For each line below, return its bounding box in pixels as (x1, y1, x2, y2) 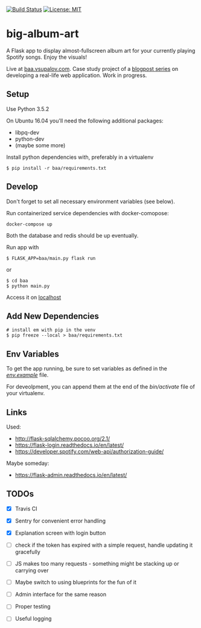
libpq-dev (14, 129, 40, 136)
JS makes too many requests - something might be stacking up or (14, 560, 179, 567)
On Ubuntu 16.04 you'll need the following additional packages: (6, 117, 164, 124)
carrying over (14, 567, 49, 574)
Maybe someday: (6, 459, 49, 467)
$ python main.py (6, 282, 50, 289)
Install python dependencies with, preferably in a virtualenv (6, 153, 154, 161)
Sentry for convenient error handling (14, 517, 106, 524)
